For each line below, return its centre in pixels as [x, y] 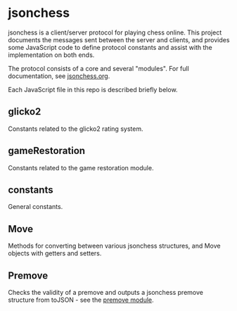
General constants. [36, 207]
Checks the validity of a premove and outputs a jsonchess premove [105, 292]
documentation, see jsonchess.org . [59, 76]
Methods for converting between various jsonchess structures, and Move [114, 246]
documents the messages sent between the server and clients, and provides [119, 39]
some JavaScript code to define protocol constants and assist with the [110, 47]
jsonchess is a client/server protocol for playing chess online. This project [115, 32]
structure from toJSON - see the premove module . [81, 300]
